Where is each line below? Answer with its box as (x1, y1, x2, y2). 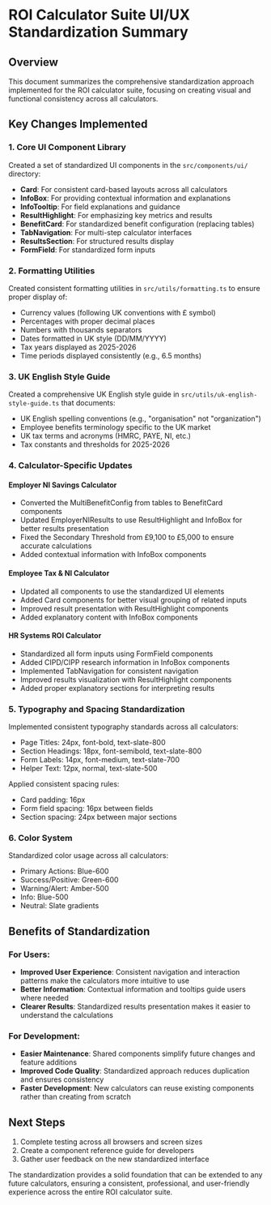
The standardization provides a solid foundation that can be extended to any (8, 1170, 263, 1180)
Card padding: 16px (19, 795, 86, 804)
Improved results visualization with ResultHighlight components (19, 675, 232, 684)
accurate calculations (19, 541, 92, 551)
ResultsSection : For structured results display (19, 236, 175, 246)
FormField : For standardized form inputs (19, 245, 156, 255)
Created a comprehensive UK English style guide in (8, 389, 180, 399)
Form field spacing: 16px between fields (19, 804, 154, 813)
